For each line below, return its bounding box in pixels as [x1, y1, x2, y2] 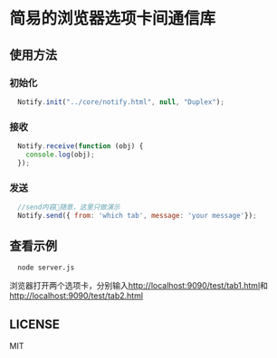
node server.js [17, 263, 75, 272]
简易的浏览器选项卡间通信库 [9, 8, 216, 29]
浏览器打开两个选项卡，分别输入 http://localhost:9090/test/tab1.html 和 [9, 280, 269, 291]
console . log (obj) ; [25, 150, 95, 159]
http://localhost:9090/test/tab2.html [9, 290, 143, 301]
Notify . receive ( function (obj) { [17, 142, 144, 151]
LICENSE [9, 316, 61, 332]
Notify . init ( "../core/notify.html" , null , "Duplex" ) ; [17, 97, 224, 107]
